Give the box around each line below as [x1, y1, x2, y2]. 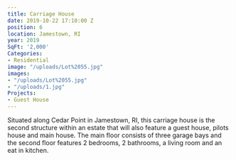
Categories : [7, 50, 43, 58]
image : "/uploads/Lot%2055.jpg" [7, 63, 103, 70]
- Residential [7, 57, 50, 64]
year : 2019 [7, 37, 40, 44]
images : [7, 70, 31, 77]
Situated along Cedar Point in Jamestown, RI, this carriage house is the [7, 116, 215, 124]
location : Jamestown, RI [7, 30, 81, 38]
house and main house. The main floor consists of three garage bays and [7, 131, 222, 139]
